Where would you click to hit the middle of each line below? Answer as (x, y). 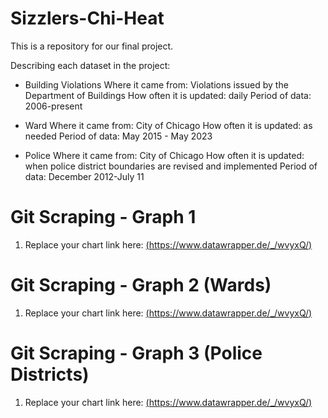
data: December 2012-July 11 (84, 176)
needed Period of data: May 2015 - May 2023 (118, 136)
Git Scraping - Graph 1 (103, 217)
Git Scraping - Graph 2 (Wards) (141, 285)
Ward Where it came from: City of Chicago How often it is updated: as (168, 125)
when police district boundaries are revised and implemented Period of (171, 166)
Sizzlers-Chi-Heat (87, 18)
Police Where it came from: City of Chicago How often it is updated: (164, 155)
